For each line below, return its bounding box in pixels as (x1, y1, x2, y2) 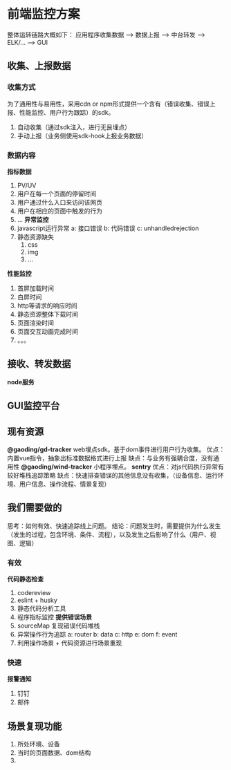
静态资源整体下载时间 (17, 310, 78, 318)
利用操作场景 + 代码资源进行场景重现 (17, 639, 122, 647)
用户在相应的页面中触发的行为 (17, 207, 102, 215)
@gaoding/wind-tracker (20, 462, 92, 471)
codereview (17, 589, 51, 597)
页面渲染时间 (17, 319, 54, 327)
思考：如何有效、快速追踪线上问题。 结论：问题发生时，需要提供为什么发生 (7, 521, 221, 529)
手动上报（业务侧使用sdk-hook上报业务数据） (17, 131, 147, 140)
